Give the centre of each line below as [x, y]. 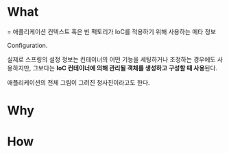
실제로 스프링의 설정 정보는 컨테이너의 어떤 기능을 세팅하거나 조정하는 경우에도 [111, 59]
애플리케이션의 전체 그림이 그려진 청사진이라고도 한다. [79, 82]
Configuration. [27, 45]
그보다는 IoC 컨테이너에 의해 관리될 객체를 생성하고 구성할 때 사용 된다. [125, 68]
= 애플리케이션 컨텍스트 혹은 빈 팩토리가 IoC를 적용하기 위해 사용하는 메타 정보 [112, 31]
